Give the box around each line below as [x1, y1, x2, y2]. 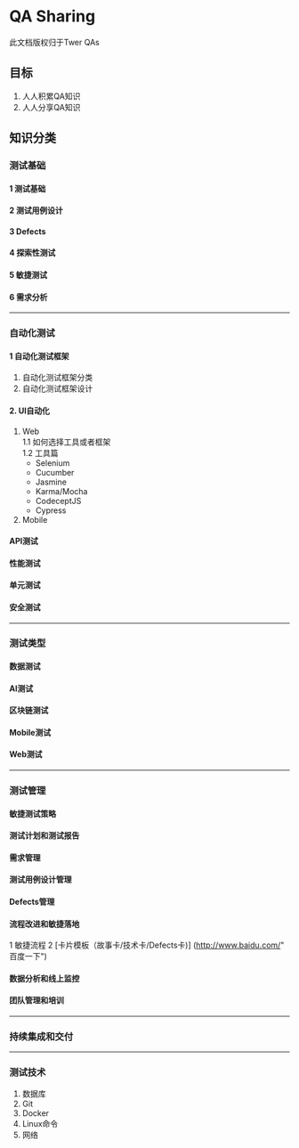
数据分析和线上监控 [9, 973, 80, 983]
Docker [21, 1107, 50, 1119]
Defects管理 [9, 896, 55, 907]
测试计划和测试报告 [9, 830, 80, 841]
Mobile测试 [9, 727, 52, 737]
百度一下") [9, 951, 47, 962]
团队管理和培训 [9, 995, 64, 1006]
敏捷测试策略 [9, 808, 56, 818]
